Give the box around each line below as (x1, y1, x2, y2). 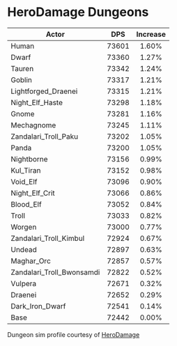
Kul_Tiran (10, 165, 41, 175)
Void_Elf (10, 177, 38, 187)
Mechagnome (10, 120, 56, 129)
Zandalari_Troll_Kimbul (10, 233, 85, 243)
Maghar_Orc (10, 255, 51, 265)
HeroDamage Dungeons (7, 4, 149, 20)
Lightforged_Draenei (10, 86, 78, 96)
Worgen (10, 222, 37, 232)
